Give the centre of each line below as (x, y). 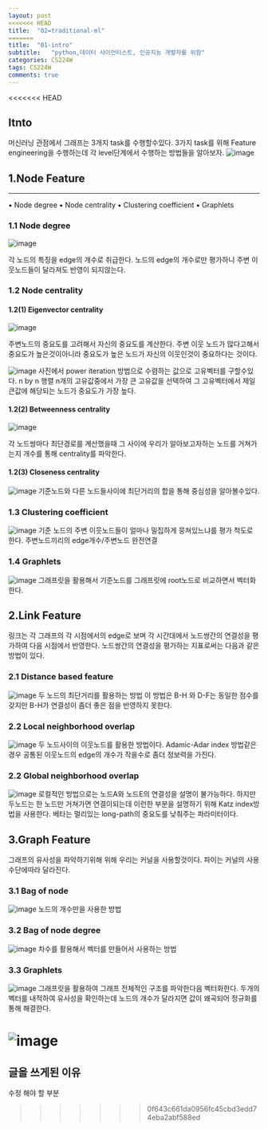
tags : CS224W (30, 68)
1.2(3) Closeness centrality (54, 472)
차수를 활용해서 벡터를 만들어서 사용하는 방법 (108, 949)
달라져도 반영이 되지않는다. (84, 269)
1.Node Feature (47, 178)
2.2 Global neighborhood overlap (74, 776)
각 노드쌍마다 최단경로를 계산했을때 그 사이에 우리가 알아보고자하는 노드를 (122, 443)
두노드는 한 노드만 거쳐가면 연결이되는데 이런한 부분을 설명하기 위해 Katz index (131, 804)
